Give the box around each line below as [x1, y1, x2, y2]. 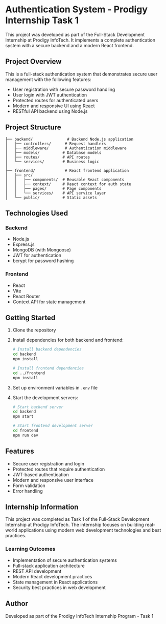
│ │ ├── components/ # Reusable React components [5, 177, 125, 182]
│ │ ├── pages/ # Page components [5, 186, 102, 191]
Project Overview [5, 57, 62, 66]
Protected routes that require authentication [12, 466, 105, 472]
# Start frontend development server [12, 423, 93, 428]
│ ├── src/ [5, 172, 33, 178]
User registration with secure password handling [12, 86, 115, 92]
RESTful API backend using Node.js [12, 108, 88, 114]
